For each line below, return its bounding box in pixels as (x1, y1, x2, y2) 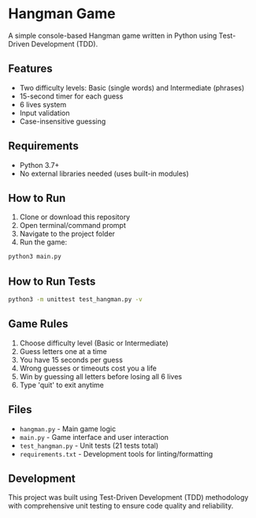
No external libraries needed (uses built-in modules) (19, 169, 189, 178)
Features (8, 62, 53, 76)
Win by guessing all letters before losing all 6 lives (19, 371, 183, 381)
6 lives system (19, 99, 67, 109)
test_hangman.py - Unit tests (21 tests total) (19, 441, 159, 450)
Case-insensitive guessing (19, 116, 106, 126)
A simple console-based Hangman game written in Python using (8, 31, 217, 40)
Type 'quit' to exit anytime (19, 380, 105, 389)
